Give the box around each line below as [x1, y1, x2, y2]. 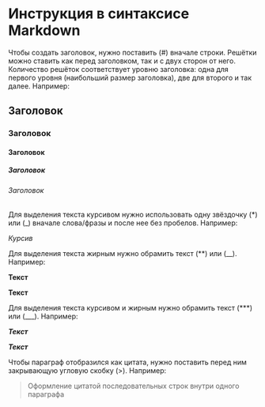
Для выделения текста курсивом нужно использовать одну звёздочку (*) [8, 210, 259, 220]
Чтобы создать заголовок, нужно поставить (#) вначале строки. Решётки [8, 47, 257, 57]
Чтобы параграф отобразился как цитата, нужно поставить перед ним [8, 357, 248, 367]
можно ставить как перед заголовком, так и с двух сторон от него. [8, 56, 236, 66]
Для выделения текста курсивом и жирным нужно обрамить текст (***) [8, 303, 253, 313]
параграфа [27, 390, 65, 399]
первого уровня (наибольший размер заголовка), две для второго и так [8, 73, 252, 82]
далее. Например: [8, 81, 70, 91]
